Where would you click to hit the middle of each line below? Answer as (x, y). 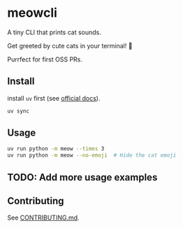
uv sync (19, 111)
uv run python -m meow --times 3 (56, 149)
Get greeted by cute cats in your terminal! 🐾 (70, 45)
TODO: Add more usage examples (82, 177)
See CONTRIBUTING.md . (43, 218)
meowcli (32, 13)
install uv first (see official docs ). (54, 98)
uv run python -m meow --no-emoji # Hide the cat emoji (92, 155)
